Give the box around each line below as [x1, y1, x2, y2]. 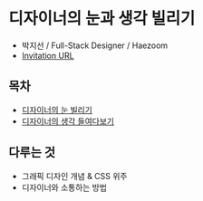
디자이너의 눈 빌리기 [21, 104, 92, 115]
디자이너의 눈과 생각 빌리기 [8, 8, 196, 29]
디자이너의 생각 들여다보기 [21, 115, 115, 127]
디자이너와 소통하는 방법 [21, 182, 108, 193]
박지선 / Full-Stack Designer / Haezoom [21, 40, 169, 51]
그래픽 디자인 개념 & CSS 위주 [21, 170, 128, 181]
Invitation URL [21, 50, 74, 61]
